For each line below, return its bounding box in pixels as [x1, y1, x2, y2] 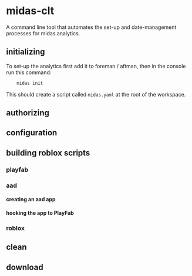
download [6, 262, 43, 272]
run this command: [6, 69, 52, 76]
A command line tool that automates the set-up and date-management [6, 24, 177, 31]
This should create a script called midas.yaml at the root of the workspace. [6, 91, 186, 98]
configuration [6, 128, 58, 138]
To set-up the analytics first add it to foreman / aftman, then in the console [6, 62, 186, 69]
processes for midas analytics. [6, 29, 80, 36]
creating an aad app [6, 196, 56, 203]
